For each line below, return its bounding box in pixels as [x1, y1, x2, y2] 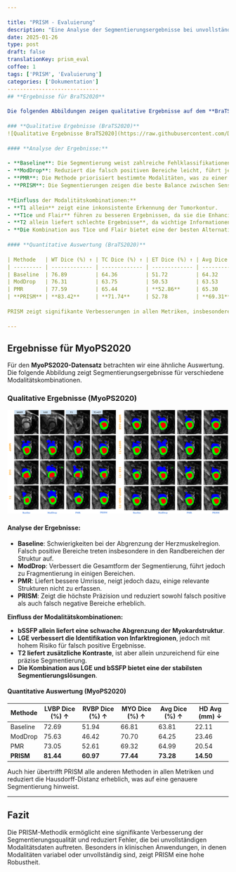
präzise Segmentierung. [17, 656, 88, 665]
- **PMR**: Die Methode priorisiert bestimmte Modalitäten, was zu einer [7, 174, 228, 182]
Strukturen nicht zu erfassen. [17, 584, 102, 592]
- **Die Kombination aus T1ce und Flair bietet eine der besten [7, 226, 199, 233]
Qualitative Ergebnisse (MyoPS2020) [7, 394, 137, 404]
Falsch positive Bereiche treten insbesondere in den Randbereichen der [17, 546, 225, 555]
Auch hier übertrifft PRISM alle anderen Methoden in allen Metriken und [7, 767, 214, 776]
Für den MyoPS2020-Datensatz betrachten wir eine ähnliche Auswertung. [7, 361, 225, 369]
